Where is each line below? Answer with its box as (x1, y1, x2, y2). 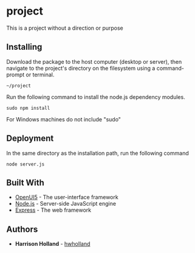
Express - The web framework (15, 206, 92, 214)
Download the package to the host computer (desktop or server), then (6, 58, 182, 65)
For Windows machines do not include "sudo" (6, 115, 121, 123)
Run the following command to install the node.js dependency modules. (6, 93, 185, 101)
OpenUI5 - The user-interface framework (15, 194, 118, 201)
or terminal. (26, 71, 55, 78)
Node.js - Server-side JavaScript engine (15, 200, 117, 207)
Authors (6, 224, 38, 234)
